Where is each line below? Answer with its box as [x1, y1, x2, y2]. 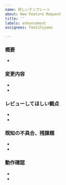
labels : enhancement [5, 20, 47, 26]
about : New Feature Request [5, 12, 62, 17]
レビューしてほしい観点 [5, 100, 59, 107]
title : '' [5, 16, 25, 21]
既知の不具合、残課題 [5, 130, 54, 136]
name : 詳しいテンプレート [5, 7, 51, 12]
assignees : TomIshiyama [5, 25, 53, 30]
